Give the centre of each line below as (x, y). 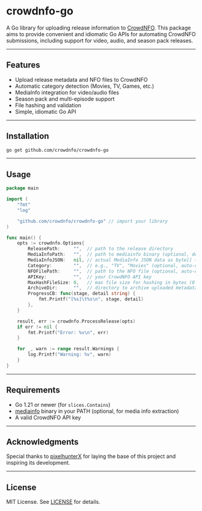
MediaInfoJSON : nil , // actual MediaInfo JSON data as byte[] (110, 260)
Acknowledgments (43, 441)
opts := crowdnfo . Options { (51, 243)
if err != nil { (38, 327)
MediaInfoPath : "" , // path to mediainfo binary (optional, (109, 255)
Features (23, 65)
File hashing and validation (48, 105)
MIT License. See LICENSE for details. (53, 502)
